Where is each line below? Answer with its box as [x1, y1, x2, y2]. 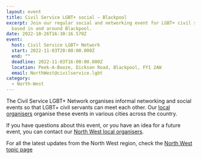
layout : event [6, 8, 42, 15]
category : [6, 75, 31, 81]
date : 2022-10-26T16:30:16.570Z [6, 31, 87, 37]
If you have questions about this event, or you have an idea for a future [6, 122, 181, 129]
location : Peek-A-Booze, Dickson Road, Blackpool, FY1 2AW [11, 64, 162, 71]
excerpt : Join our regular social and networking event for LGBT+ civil [6, 20, 191, 26]
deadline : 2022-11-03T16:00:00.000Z [11, 59, 103, 65]
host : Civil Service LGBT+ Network [11, 42, 100, 48]
